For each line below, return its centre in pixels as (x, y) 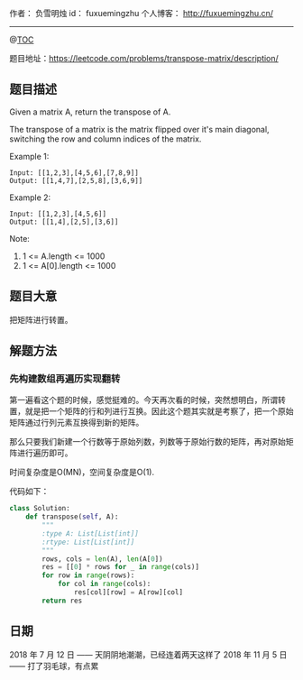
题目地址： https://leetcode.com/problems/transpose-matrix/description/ (144, 58)
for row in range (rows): (88, 575)
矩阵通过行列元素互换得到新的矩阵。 (77, 423)
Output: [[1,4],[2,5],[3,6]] (64, 222)
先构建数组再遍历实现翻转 (65, 379)
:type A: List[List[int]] (91, 533)
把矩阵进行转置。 (41, 319)
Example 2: (30, 198)
